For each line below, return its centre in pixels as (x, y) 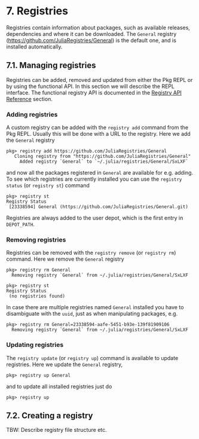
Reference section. (29, 99)
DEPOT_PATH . (20, 224)
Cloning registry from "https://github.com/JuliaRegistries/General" (102, 157)
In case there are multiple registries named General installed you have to (95, 307)
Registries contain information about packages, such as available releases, (98, 28)
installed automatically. (34, 47)
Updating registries (35, 345)
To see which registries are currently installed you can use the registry (94, 179)
